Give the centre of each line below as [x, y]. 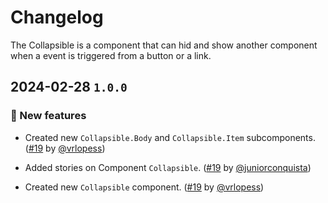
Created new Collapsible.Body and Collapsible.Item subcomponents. [170, 137]
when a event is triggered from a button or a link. [111, 55]
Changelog [57, 17]
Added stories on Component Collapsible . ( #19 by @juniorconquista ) [168, 167]
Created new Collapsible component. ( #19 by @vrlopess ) [144, 187]
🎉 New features [48, 116]
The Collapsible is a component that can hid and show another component [164, 45]
